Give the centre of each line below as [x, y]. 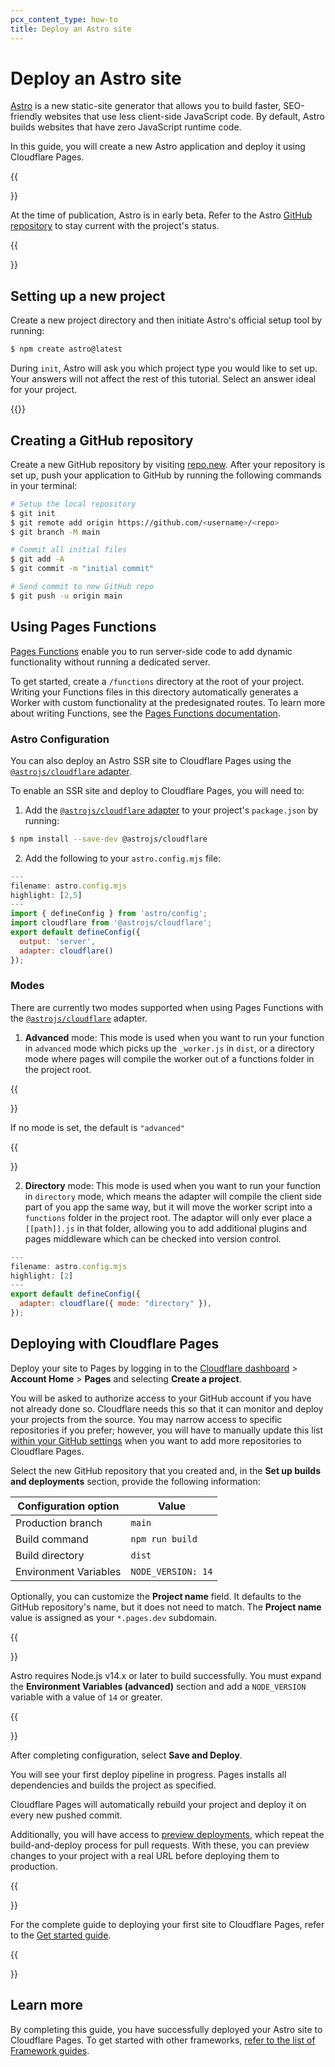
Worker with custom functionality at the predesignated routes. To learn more [168, 702]
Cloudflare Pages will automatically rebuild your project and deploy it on [158, 1804]
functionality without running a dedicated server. [110, 662]
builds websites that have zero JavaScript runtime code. [126, 127]
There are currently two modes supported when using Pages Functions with [167, 1007]
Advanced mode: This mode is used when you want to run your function [174, 1037]
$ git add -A [37, 559]
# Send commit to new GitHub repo [82, 587]
